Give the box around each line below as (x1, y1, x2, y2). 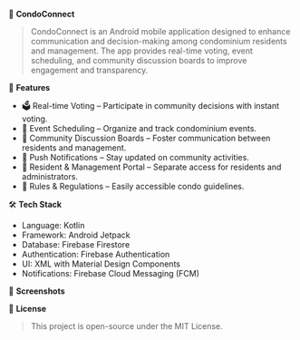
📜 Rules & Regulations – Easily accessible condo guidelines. (21, 181, 245, 191)
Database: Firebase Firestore (21, 239, 131, 249)
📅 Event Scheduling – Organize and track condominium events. (21, 123, 257, 133)
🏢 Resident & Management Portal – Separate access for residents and (21, 161, 282, 172)
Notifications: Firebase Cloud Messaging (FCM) (21, 268, 200, 278)
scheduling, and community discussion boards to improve (30, 55, 247, 65)
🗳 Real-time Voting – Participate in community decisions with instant (21, 101, 280, 111)
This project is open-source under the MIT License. (30, 321, 223, 331)
